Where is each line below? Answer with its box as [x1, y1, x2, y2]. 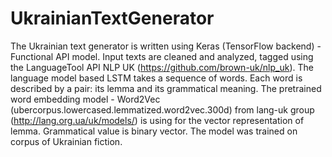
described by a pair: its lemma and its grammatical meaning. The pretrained [10, 82, 322, 94]
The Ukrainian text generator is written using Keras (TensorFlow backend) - [10, 40, 322, 52]
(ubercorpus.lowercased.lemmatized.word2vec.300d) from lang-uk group [10, 103, 315, 116]
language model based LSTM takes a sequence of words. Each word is [10, 72, 303, 84]
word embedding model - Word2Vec [10, 93, 161, 105]
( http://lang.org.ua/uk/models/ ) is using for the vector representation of [10, 114, 305, 126]
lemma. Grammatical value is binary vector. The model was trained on [10, 125, 298, 137]
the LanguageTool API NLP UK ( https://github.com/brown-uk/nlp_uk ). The [10, 61, 314, 73]
